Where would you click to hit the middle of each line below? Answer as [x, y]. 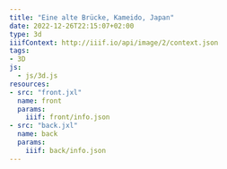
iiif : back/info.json [65, 150]
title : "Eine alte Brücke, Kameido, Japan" [92, 17]
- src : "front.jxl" [46, 92]
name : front [40, 101]
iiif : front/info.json [68, 117]
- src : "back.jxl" [44, 126]
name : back [38, 134]
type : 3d [26, 34]
